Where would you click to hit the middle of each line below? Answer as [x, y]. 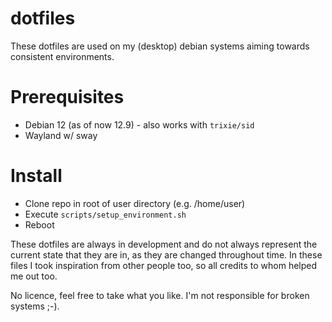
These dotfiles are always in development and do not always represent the [164, 244]
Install [36, 176]
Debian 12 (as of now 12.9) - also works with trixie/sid [139, 124]
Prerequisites [67, 97]
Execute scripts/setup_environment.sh [105, 214]
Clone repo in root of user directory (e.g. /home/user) [135, 203]
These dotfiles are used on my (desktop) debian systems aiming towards [160, 46]
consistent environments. [62, 56]
